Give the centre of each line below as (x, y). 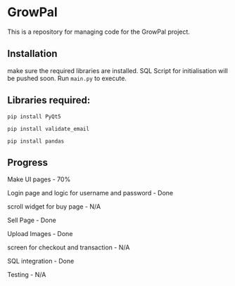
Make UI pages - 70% (39, 179)
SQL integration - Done (41, 261)
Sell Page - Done (32, 220)
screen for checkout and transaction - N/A (69, 247)
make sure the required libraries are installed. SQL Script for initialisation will (118, 70)
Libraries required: (49, 100)
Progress (27, 162)
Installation (32, 54)
